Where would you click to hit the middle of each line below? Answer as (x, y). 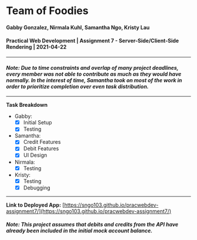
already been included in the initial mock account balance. (79, 231)
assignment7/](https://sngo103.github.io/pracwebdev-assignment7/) (89, 211)
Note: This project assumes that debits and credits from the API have (92, 225)
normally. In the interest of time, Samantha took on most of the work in (94, 80)
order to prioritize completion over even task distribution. (77, 86)
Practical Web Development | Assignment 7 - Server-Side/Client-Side (93, 41)
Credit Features (42, 142)
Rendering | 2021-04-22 (36, 47)
